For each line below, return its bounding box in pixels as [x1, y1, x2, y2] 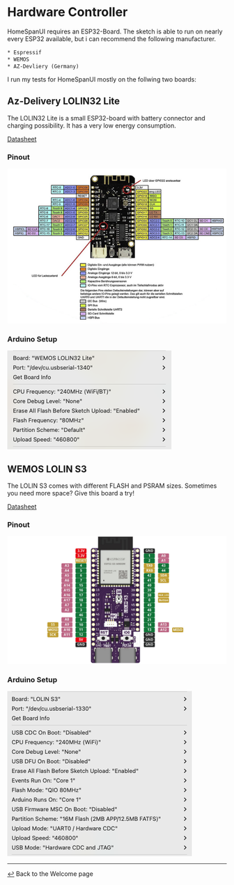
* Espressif [7, 49, 42, 56]
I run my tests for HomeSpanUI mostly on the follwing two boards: [7, 75, 196, 84]
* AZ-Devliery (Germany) [7, 63, 79, 70]
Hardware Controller [7, 4, 128, 20]
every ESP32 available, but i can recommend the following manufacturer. [7, 34, 217, 43]
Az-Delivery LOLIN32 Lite [7, 95, 120, 107]
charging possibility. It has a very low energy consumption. [7, 121, 176, 130]
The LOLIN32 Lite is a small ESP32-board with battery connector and [7, 114, 205, 122]
